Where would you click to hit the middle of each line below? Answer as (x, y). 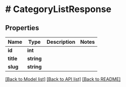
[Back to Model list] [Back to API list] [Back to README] (63, 79)
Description (61, 42)
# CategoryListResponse (58, 9)
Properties (22, 28)
